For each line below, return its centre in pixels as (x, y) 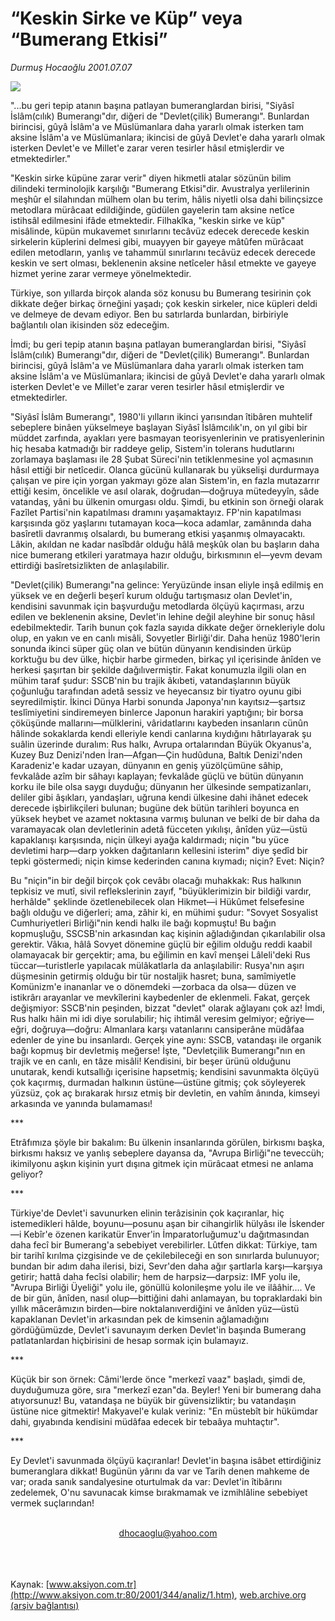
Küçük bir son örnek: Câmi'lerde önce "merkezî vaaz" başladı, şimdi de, (158, 1379)
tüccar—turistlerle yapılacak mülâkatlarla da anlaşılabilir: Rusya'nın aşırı (157, 965)
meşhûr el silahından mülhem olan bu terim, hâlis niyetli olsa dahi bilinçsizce (167, 199)
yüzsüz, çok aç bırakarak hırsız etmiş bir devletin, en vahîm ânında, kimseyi (165, 1093)
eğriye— (297, 1018)
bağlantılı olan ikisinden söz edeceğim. (90, 324)
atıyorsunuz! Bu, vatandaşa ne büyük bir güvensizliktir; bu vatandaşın (153, 1400)
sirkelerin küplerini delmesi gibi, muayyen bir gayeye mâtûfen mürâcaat (157, 241)
